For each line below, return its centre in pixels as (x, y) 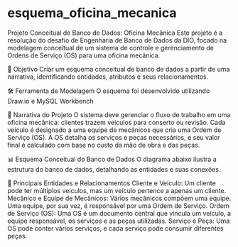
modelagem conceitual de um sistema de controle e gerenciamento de (111, 48)
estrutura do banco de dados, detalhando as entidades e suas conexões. (114, 169)
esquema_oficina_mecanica (92, 13)
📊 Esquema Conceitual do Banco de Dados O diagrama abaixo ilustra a (112, 159)
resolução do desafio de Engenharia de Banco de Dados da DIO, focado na (117, 40)
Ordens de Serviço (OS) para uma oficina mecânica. (84, 55)
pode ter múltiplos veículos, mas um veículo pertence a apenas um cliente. (117, 190)
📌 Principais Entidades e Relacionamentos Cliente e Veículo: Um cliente (112, 183)
